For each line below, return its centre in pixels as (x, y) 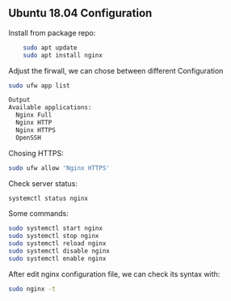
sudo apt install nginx (63, 55)
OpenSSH (29, 138)
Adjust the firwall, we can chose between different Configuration (116, 70)
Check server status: (43, 183)
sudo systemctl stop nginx (54, 236)
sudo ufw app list (39, 85)
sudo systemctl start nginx (56, 229)
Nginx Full (34, 115)
